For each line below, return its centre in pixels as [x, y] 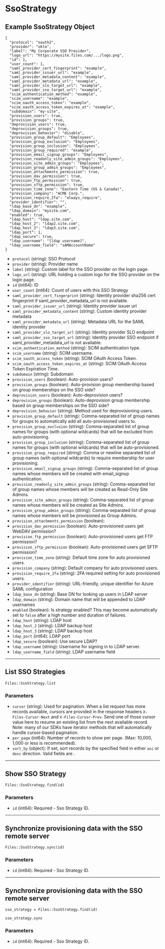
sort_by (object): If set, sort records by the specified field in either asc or [86, 748]
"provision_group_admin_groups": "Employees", [58, 168]
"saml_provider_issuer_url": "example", [51, 73]
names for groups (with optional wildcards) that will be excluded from [82, 432]
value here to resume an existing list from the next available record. [80, 722]
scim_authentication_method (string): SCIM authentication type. [76, 348]
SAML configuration [32, 589]
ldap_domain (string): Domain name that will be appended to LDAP [79, 599]
